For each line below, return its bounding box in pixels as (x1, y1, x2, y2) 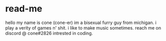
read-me (5, 3, 42, 14)
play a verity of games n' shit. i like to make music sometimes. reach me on (5, 24, 161, 30)
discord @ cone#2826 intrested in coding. (5, 30, 93, 36)
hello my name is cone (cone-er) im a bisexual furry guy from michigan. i (5, 19, 156, 25)
